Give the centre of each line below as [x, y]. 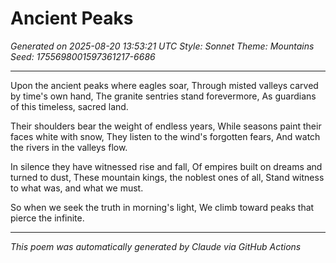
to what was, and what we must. [77, 188]
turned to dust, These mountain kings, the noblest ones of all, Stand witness [167, 177]
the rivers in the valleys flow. [69, 147]
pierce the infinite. [47, 218]
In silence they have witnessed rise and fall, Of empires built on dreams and [166, 166]
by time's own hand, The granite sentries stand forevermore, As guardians [163, 96]
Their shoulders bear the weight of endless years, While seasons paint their [166, 126]
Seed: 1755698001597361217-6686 [83, 56]
